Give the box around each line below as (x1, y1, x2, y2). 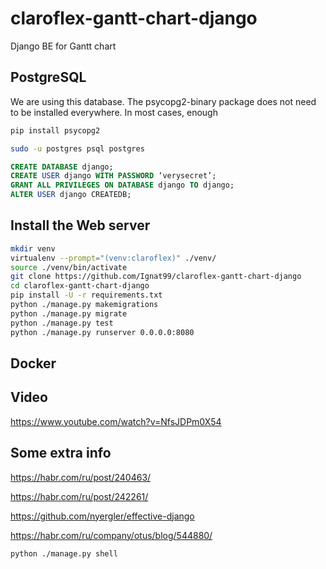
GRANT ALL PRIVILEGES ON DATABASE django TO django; (10, 180, 235, 191)
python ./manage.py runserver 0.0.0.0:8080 (10, 327, 195, 337)
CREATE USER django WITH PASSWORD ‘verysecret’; (10, 171, 217, 181)
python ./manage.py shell (10, 548, 118, 559)
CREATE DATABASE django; (10, 162, 114, 172)
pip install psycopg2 (10, 125, 101, 136)
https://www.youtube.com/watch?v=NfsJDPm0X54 (10, 415, 222, 427)
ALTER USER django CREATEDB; (10, 190, 132, 200)
